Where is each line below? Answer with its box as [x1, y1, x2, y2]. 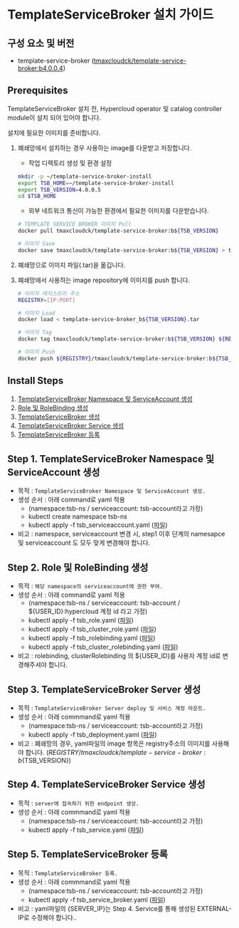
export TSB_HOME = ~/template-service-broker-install [17, 179, 174, 187]
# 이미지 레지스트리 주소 [17, 290, 80, 297]
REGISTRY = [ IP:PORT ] [17, 296, 76, 303]
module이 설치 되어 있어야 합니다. [7, 113, 102, 122]
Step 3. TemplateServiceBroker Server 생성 [7, 683, 201, 695]
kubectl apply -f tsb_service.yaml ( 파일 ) [28, 825, 144, 834]
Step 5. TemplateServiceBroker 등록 [7, 848, 169, 860]
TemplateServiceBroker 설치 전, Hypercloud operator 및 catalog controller [7, 104, 223, 113]
